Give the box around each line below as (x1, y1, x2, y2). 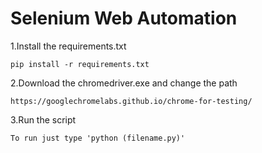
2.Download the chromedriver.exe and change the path (10, 77, 238, 89)
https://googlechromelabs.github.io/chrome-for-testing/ (10, 96, 253, 106)
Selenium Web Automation (10, 7, 238, 30)
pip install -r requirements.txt (10, 59, 150, 69)
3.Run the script (10, 113, 77, 126)
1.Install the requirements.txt (10, 40, 127, 52)
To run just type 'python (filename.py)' (10, 133, 186, 143)
